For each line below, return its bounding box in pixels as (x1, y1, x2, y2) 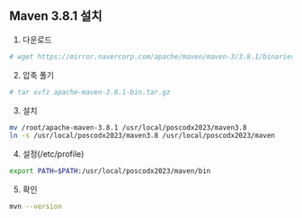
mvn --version (9, 202, 63, 212)
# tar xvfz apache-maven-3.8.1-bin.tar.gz (9, 87, 171, 96)
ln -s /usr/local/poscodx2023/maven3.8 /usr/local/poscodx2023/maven (9, 132, 276, 141)
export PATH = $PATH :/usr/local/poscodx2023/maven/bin (9, 167, 211, 176)
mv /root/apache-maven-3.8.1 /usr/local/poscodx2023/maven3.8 (9, 123, 247, 132)
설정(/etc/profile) (22, 149, 84, 159)
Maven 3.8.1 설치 (9, 8, 102, 24)
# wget (9, 52, 34, 61)
